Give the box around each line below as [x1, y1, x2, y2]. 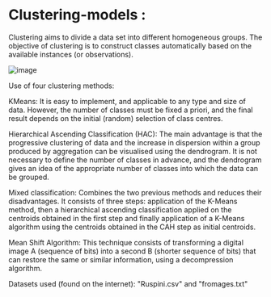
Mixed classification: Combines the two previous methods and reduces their [8, 187, 262, 197]
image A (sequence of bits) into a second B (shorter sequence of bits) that [8, 246, 256, 256]
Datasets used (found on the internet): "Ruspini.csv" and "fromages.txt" [8, 278, 248, 288]
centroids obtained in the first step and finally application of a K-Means [8, 213, 245, 223]
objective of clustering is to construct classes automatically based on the [8, 40, 252, 50]
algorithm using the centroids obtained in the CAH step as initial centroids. [8, 222, 256, 232]
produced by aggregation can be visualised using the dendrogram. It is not [8, 146, 257, 156]
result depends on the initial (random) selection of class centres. [8, 113, 223, 123]
